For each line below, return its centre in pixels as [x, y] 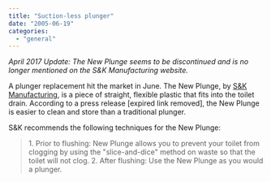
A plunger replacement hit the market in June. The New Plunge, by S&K [128, 86]
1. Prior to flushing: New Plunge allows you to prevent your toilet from [144, 144]
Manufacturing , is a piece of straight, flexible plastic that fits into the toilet [131, 95]
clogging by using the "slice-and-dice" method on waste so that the [142, 152]
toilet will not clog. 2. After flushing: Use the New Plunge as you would [146, 161]
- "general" [36, 39]
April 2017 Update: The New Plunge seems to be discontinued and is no [129, 62]
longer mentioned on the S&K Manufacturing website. [99, 71]
